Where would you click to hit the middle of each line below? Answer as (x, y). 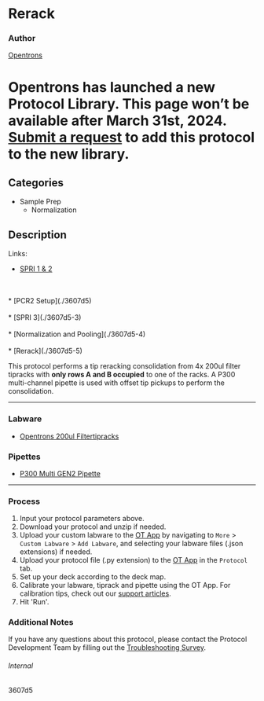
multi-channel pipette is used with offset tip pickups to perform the (117, 383)
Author (22, 39)
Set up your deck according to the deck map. (93, 577)
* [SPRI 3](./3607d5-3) (45, 317)
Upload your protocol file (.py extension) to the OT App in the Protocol (134, 560)
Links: (18, 254)
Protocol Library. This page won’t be (129, 104)
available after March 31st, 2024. (117, 121)
